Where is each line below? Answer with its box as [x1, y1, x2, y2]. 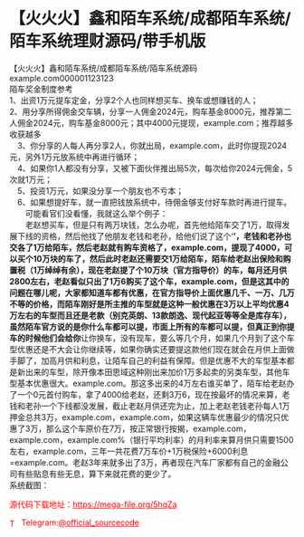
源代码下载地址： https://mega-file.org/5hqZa [9, 499, 177, 510]
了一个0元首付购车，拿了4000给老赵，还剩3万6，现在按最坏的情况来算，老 [9, 388, 290, 399]
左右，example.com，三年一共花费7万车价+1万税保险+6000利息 [9, 446, 249, 456]
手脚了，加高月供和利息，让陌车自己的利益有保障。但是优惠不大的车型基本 [9, 355, 287, 366]
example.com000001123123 [9, 72, 115, 83]
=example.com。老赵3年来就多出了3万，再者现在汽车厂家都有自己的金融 [9, 456, 280, 467]
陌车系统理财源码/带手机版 [9, 31, 206, 52]
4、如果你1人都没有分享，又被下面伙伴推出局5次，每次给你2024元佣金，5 [16, 162, 293, 173]
